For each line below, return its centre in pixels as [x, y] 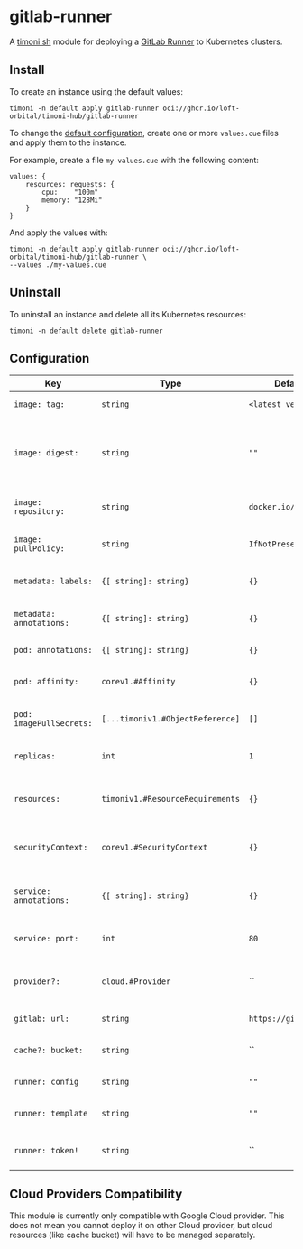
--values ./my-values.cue [58, 265]
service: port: [46, 939]
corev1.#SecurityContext [155, 848]
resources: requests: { [70, 184]
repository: [40, 512]
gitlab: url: [42, 1019]
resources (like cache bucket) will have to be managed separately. [133, 1235]
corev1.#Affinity [138, 682]
